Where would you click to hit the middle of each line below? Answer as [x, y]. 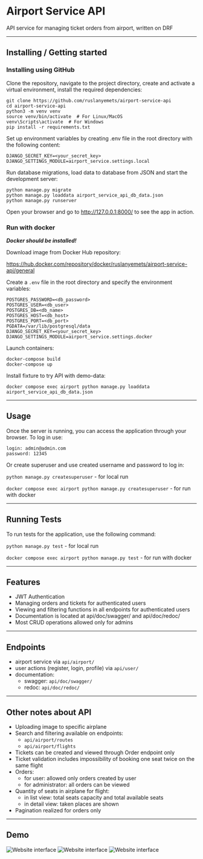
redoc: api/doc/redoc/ [52, 688]
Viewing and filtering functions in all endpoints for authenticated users [102, 610]
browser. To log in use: [35, 437]
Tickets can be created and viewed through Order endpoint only [95, 752]
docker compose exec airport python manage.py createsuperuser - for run [99, 488]
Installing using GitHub [40, 70]
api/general [21, 270]
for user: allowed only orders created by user [80, 778]
